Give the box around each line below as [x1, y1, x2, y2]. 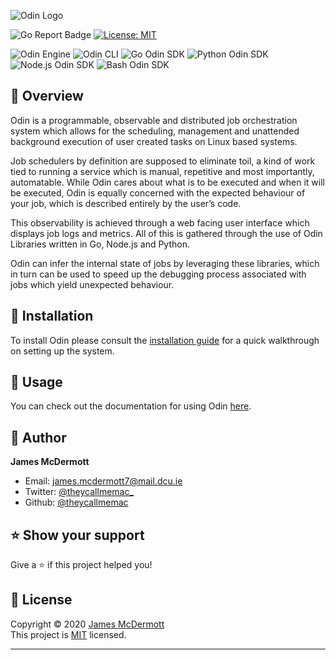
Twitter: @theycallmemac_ [24, 486, 134, 498]
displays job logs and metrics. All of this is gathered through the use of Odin [10, 227, 323, 239]
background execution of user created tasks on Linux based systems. [10, 135, 298, 147]
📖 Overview [10, 88, 84, 105]
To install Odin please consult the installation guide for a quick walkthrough [10, 334, 320, 346]
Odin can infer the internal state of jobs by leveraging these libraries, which [10, 257, 320, 269]
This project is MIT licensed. [10, 628, 127, 640]
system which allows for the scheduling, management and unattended [10, 125, 300, 137]
